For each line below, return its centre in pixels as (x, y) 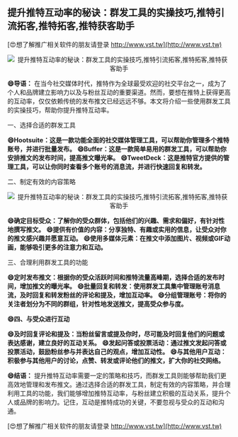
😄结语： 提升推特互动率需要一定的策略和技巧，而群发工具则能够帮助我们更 (117, 375)
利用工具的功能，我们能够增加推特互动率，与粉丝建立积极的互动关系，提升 (116, 393)
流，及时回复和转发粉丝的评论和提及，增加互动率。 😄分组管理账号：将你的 (117, 295)
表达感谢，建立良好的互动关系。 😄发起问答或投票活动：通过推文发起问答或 (117, 343)
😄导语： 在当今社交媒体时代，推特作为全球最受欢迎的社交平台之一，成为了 (117, 83)
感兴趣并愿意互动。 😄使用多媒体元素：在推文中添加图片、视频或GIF (125, 238)
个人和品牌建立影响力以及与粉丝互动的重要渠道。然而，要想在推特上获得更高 (119, 92)
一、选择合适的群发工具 (41, 125)
